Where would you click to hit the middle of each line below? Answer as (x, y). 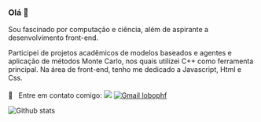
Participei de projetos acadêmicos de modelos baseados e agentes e (120, 53)
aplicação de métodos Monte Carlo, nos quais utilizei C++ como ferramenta (131, 61)
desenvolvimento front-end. (53, 38)
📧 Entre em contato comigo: (55, 95)
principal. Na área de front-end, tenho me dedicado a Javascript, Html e (125, 70)
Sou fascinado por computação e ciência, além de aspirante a (108, 30)
